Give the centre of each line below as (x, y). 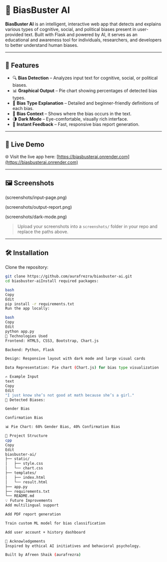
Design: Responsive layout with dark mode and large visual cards (75, 359)
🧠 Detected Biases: (25, 400)
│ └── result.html (27, 482)
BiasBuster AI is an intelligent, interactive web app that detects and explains (83, 24)
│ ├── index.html (25, 477)
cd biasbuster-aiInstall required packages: (52, 281)
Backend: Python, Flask (30, 350)
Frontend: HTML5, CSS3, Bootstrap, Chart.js (52, 341)
